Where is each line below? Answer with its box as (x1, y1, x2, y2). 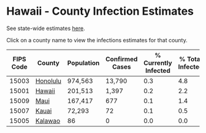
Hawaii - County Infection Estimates (6, 4, 194, 18)
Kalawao (35, 116, 61, 125)
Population (67, 58, 100, 67)
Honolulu (35, 77, 62, 85)
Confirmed (105, 55, 138, 63)
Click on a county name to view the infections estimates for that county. (6, 36, 188, 44)
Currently (143, 58, 173, 67)
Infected (145, 66, 170, 75)
